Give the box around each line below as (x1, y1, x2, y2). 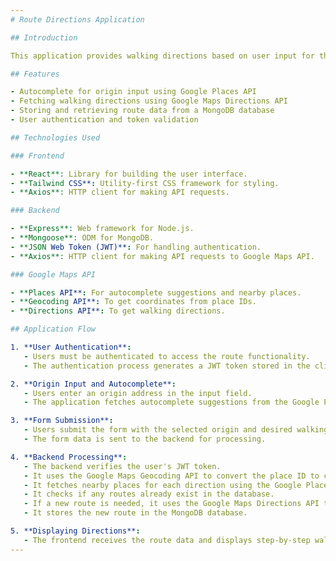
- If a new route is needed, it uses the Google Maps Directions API (23, 499, 320, 509)
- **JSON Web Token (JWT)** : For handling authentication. (10, 242, 262, 252)
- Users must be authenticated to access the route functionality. (23, 351, 311, 361)
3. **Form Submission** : (10, 416, 114, 426)
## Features (10, 69, 60, 79)
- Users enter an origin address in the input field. (23, 388, 253, 398)
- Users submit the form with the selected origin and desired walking (23, 425, 329, 435)
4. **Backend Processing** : (10, 452, 128, 462)
